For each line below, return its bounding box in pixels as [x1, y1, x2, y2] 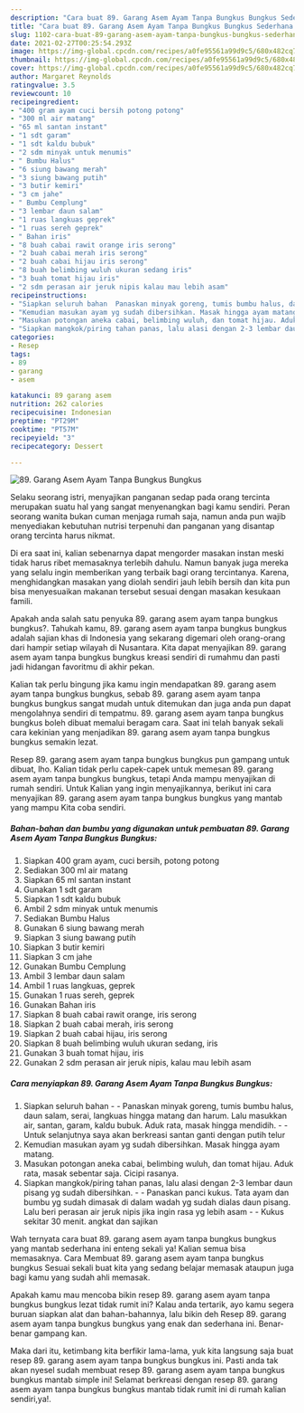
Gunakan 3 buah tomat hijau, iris [23, 1048, 144, 1058]
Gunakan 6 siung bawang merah [23, 923, 145, 934]
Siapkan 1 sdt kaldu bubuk [23, 894, 121, 905]
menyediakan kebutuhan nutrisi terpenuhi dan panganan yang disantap [10, 521, 275, 532]
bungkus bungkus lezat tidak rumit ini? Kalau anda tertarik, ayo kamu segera [10, 1299, 294, 1310]
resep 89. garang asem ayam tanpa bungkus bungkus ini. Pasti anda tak [10, 1355, 279, 1366]
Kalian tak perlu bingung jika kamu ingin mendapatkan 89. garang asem [10, 679, 277, 690]
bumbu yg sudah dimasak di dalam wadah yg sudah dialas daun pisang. [23, 1197, 291, 1208]
